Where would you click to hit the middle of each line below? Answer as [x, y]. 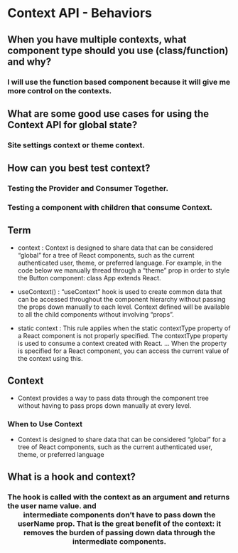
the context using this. [50, 358]
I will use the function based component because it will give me [119, 82]
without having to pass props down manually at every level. [104, 405]
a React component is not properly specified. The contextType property [123, 335]
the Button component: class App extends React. [89, 278]
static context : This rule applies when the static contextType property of [124, 328]
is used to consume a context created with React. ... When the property [122, 343]
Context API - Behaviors [80, 13]
